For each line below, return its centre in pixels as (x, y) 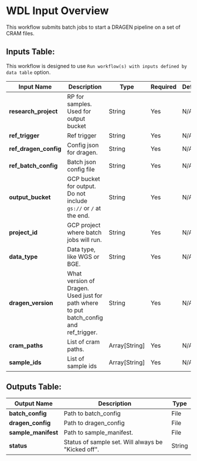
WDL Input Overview (57, 11)
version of (81, 281)
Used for (79, 111)
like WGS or (83, 257)
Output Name (33, 403)
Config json (83, 145)
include (77, 201)
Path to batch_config (92, 413)
